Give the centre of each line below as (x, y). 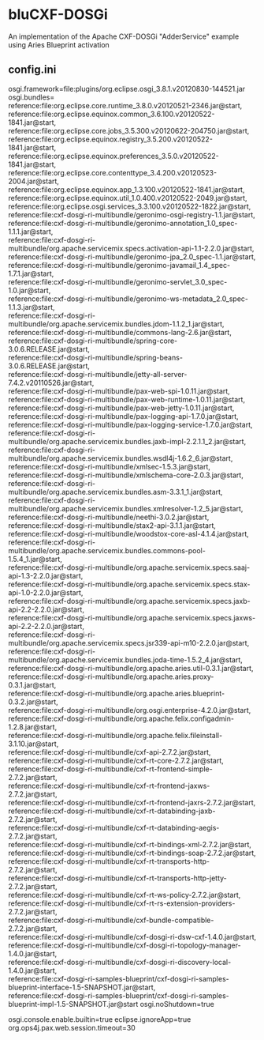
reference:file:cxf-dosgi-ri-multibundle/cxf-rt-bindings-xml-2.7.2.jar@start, (130, 844)
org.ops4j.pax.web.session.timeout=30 (72, 1027)
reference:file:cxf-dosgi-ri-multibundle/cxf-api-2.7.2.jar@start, (110, 752)
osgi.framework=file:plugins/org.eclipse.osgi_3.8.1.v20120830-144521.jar (127, 89)
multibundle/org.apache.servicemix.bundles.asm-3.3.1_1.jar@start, (115, 492)
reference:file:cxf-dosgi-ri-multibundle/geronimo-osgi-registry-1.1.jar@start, (132, 214)
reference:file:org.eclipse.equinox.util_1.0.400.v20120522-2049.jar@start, (128, 198)
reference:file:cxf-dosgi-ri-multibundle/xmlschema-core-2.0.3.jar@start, (126, 475)
